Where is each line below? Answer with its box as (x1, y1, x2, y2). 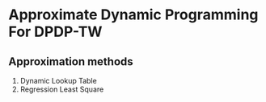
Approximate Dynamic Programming (8, 6, 259, 24)
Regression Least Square (19, 84, 104, 94)
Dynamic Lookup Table (19, 76, 97, 85)
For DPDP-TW (8, 22, 103, 41)
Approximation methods (8, 55, 133, 68)
